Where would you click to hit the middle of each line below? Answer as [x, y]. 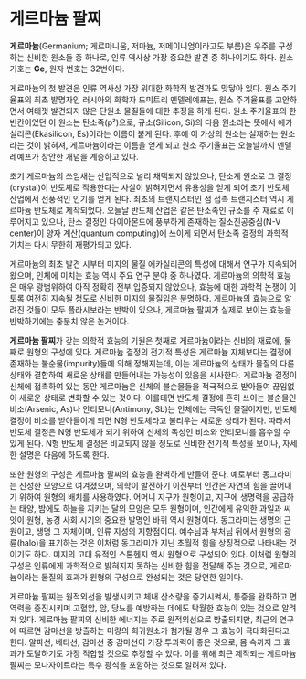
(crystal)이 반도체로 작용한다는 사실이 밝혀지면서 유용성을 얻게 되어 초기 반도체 [149, 187]
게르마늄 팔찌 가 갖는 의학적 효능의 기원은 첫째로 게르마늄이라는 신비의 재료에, [146, 340]
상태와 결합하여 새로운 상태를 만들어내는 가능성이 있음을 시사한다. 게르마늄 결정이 [153, 375]
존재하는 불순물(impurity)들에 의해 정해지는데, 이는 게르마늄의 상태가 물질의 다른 [152, 363]
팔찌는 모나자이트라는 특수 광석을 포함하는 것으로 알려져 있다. [118, 664]
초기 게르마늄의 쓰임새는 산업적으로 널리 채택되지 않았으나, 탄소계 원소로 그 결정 [151, 175]
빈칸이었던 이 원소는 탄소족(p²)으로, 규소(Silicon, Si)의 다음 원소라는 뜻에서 [142, 122]
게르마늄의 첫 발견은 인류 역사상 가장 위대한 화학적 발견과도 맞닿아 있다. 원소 [145, 88]
